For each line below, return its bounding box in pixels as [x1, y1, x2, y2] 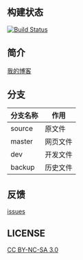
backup [10, 163, 36, 172]
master [10, 137, 33, 146]
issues [7, 208, 25, 216]
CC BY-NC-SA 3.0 [7, 246, 59, 254]
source [10, 123, 33, 133]
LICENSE [7, 227, 46, 239]
